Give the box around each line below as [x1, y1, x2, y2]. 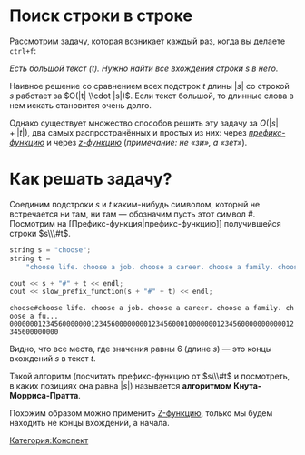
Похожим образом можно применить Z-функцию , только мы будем [9, 408, 273, 419]
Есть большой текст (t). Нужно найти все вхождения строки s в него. [9, 63, 279, 74]
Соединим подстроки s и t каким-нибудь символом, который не [9, 198, 261, 209]
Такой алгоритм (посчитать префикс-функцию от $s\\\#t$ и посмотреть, [9, 370, 290, 382]
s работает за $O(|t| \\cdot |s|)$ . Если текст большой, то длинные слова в [9, 90, 294, 101]
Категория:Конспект [9, 435, 89, 446]
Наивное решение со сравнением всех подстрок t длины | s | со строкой [9, 80, 290, 91]
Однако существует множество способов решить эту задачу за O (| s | [9, 117, 279, 128]
